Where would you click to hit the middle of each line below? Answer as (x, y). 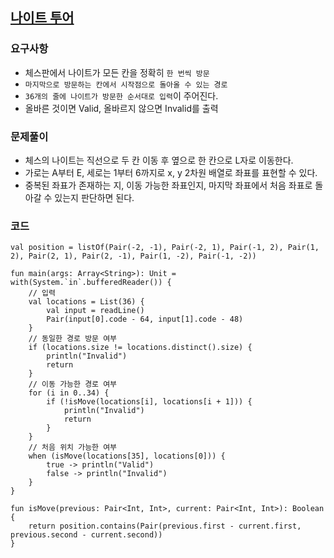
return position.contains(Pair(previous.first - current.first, (165, 526)
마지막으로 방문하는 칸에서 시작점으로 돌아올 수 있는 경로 (126, 84)
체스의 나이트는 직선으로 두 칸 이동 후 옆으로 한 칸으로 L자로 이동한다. (159, 160)
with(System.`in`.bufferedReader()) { (91, 283)
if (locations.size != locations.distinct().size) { (140, 348)
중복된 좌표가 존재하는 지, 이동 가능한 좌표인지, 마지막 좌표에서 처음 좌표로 (168, 185)
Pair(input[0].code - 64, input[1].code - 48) (145, 319)
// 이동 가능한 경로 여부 (73, 384)
